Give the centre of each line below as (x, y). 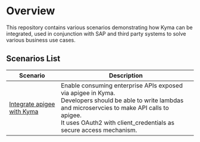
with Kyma (24, 111)
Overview (31, 11)
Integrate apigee (32, 104)
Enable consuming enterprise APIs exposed (122, 86)
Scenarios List (33, 59)
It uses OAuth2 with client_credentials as (117, 122)
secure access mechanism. (99, 130)
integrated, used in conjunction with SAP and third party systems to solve (96, 33)
